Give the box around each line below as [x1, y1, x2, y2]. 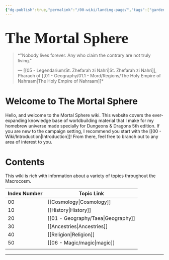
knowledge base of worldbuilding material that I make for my [28, 117, 154, 123]
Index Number [8, 190, 43, 197]
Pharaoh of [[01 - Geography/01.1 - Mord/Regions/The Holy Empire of [17, 72, 161, 78]
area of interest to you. [5, 139, 52, 145]
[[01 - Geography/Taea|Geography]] [47, 215, 136, 222]
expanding [5, 117, 28, 123]
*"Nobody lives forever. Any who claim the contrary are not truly [17, 52, 151, 58]
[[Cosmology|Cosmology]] [47, 199, 111, 206]
